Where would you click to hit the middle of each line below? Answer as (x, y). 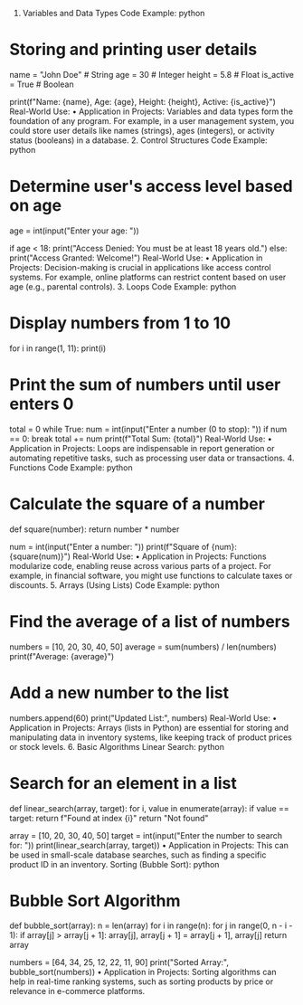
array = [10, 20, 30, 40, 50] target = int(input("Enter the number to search (146, 835)
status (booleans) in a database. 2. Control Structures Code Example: (139, 140)
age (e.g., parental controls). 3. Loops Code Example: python (123, 286)
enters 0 (42, 404)
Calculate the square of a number (137, 503)
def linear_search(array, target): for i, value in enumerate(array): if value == (149, 808)
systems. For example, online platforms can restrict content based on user (148, 277)
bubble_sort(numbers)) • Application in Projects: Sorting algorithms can (143, 972)
